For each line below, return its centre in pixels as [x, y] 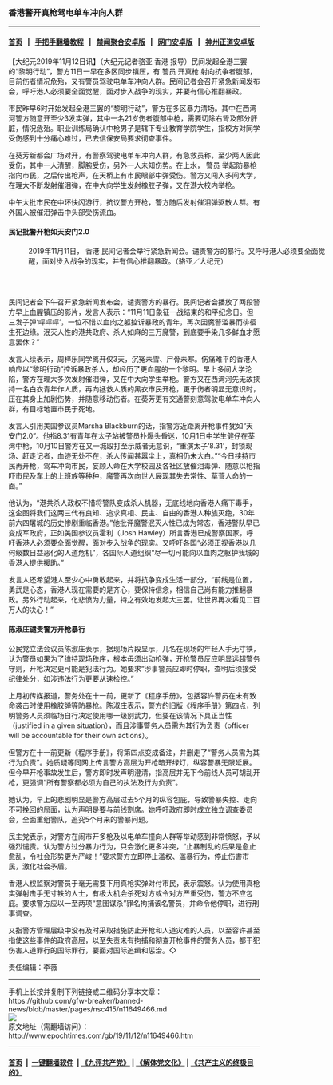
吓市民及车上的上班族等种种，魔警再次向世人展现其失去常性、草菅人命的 [127, 475]
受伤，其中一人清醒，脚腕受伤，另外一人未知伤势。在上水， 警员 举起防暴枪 [133, 165]
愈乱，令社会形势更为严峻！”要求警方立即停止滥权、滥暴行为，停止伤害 [125, 856]
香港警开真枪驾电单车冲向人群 [66, 12]
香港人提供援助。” [36, 562]
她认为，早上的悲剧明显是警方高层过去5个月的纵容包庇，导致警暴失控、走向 [133, 799]
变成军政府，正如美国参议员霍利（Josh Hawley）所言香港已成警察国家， [127, 532]
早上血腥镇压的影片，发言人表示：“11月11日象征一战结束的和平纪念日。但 [134, 312]
